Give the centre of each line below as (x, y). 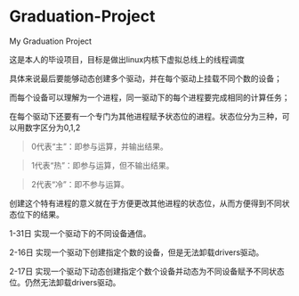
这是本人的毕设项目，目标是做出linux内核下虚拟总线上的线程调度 (127, 59)
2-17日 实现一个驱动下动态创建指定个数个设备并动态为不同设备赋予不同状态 (147, 271)
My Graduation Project (50, 41)
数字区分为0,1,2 (53, 127)
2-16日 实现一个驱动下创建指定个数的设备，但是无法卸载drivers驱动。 (137, 252)
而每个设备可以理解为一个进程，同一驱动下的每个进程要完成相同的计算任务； (149, 97)
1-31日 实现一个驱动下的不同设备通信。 (80, 233)
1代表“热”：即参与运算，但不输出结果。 (102, 165)
